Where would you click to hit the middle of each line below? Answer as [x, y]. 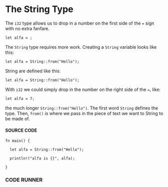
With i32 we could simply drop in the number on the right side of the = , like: [83, 89]
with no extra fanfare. [27, 28]
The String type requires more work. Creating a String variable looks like [81, 47]
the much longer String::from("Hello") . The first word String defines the [82, 108]
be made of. [18, 119]
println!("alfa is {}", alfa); [42, 159]
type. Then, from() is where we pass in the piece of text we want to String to [84, 113]
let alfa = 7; [20, 99]
